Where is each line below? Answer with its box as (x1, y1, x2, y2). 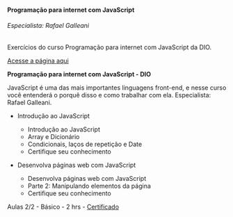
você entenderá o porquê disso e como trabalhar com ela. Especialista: (7, 90, 211, 99)
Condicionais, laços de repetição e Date (27, 140, 143, 148)
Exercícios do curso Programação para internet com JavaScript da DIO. (7, 42, 212, 51)
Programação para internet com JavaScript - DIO (7, 70, 152, 78)
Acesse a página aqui (7, 56, 70, 65)
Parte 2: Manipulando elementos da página (27, 182, 152, 190)
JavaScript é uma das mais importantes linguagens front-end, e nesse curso (7, 83, 227, 92)
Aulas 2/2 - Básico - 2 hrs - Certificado (7, 202, 120, 211)
